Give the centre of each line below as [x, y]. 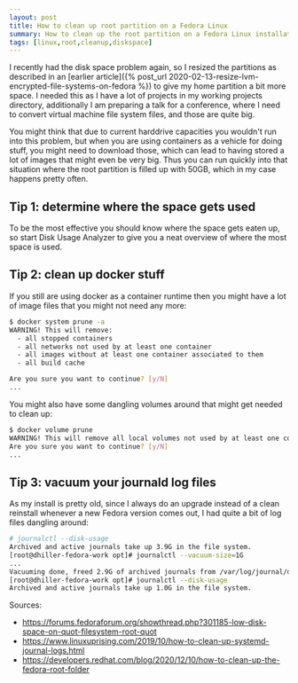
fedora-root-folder [56, 670]
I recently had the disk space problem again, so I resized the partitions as [143, 67]
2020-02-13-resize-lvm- [213, 77]
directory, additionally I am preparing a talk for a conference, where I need [145, 105]
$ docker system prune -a [57, 322]
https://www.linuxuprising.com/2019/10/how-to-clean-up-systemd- [145, 641]
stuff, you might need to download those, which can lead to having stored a [147, 151]
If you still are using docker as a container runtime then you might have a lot [148, 296]
